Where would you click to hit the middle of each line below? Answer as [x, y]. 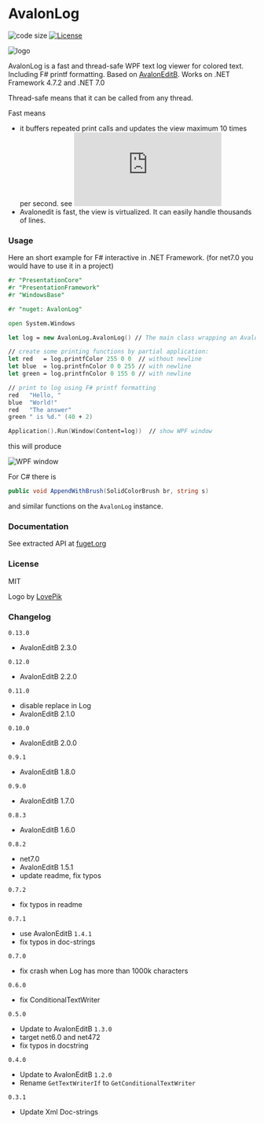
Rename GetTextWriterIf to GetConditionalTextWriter [108, 1083]
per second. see [46, 203]
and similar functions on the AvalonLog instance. [86, 506]
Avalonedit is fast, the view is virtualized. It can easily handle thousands [136, 211]
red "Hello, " [35, 395]
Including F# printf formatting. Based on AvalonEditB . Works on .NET [119, 74]
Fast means [27, 113]
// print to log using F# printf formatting [82, 388]
